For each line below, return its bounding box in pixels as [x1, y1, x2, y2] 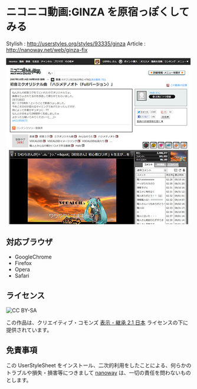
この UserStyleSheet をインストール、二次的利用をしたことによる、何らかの [6, 362, 192, 369]
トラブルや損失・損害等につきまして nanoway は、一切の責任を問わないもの [6, 370, 191, 377]
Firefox [14, 259, 32, 266]
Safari [14, 272, 29, 279]
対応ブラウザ [6, 237, 53, 247]
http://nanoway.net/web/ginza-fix [6, 46, 88, 53]
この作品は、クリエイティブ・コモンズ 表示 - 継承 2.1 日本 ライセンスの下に [6, 319, 189, 326]
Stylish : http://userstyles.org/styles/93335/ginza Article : [6, 40, 146, 47]
